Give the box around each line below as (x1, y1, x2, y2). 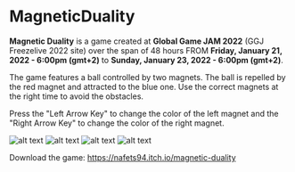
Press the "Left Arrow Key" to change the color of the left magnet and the (9, 108, 279, 119)
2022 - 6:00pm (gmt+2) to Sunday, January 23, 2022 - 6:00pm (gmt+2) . (9, 54, 283, 65)
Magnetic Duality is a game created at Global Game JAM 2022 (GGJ (9, 36, 265, 46)
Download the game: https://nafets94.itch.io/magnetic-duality (9, 152, 236, 162)
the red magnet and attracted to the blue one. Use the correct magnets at (9, 81, 279, 92)
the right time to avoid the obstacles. (9, 91, 144, 102)
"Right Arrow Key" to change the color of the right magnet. (9, 118, 225, 128)
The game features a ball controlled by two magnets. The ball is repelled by (9, 71, 287, 82)
